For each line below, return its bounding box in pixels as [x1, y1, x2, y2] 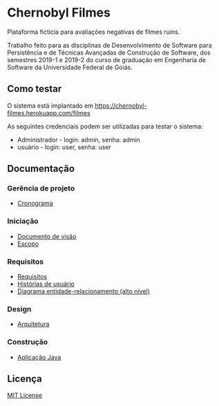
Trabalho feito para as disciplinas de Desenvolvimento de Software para [7, 41, 212, 49]
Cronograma [17, 199, 53, 208]
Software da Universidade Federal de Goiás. [7, 63, 133, 71]
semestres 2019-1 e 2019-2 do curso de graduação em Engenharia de [7, 55, 206, 64]
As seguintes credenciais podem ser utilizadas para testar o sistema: [7, 122, 203, 130]
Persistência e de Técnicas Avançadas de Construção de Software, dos [7, 48, 211, 57]
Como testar [7, 83, 62, 95]
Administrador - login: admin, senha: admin [17, 135, 140, 144]
